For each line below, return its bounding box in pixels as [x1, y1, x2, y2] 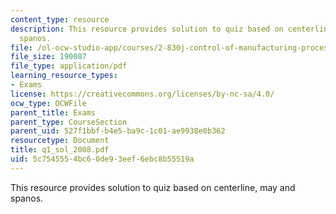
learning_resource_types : [10, 71, 118, 81]
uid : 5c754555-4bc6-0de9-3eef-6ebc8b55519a [10, 154, 195, 164]
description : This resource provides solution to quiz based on [10, 24, 284, 34]
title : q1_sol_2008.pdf [10, 145, 110, 155]
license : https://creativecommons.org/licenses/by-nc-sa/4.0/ [10, 89, 275, 99]
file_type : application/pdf [10, 61, 128, 71]
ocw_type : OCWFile [10, 98, 87, 108]
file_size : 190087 [10, 52, 87, 62]
